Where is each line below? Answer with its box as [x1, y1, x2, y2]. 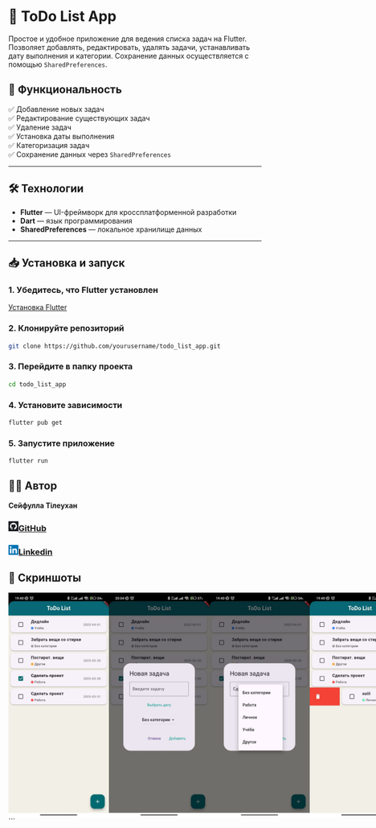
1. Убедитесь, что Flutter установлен [8, 284, 158, 295]
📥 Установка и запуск [8, 256, 125, 270]
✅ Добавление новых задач [8, 104, 104, 113]
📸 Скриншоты [8, 571, 82, 584]
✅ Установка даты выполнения [8, 131, 115, 141]
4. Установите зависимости [8, 399, 123, 410]
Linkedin [18, 546, 53, 558]
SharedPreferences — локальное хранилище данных [19, 225, 202, 234]
